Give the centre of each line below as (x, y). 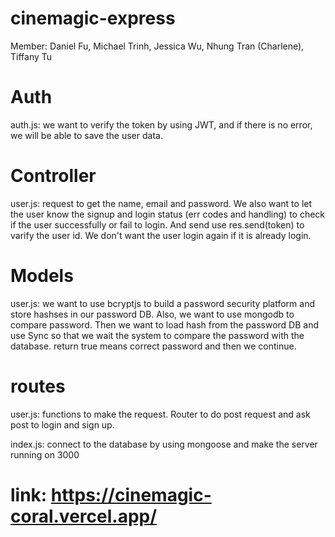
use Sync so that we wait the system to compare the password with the (157, 335)
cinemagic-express (93, 18)
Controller (53, 176)
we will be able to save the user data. (86, 135)
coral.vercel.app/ (84, 516)
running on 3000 (45, 454)
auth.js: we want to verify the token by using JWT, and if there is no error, (161, 124)
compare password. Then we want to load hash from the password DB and (164, 324)
